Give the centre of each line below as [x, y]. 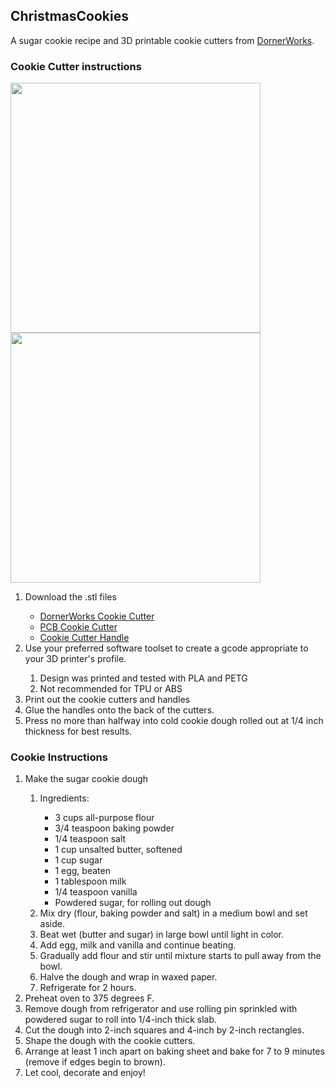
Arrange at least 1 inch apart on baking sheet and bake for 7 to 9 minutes [174, 1051]
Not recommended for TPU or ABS [111, 689]
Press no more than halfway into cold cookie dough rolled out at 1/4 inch [174, 721]
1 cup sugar [78, 860]
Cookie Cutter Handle [84, 638]
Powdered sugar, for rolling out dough [133, 903]
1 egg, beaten [82, 871]
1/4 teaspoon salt [90, 839]
